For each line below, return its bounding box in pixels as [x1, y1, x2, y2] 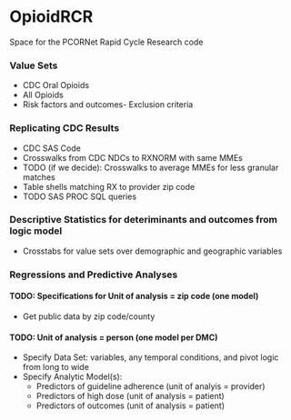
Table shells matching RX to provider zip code [22, 181, 196, 192]
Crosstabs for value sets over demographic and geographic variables [22, 245, 283, 256]
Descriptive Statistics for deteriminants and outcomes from [9, 214, 278, 226]
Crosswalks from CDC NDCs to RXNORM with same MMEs [22, 152, 244, 163]
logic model [9, 225, 63, 237]
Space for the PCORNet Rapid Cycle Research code [9, 36, 204, 47]
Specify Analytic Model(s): [22, 371, 123, 383]
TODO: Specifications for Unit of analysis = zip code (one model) [9, 291, 259, 302]
